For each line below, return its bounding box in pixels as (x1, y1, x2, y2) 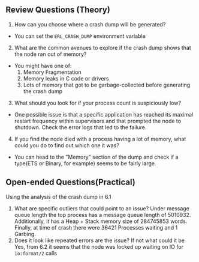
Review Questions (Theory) (5, 5, 110, 15)
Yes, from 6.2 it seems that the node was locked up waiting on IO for (14, 243, 184, 250)
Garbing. (14, 230, 37, 237)
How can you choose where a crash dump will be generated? (14, 20, 166, 28)
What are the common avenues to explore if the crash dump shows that (14, 44, 191, 51)
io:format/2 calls (14, 249, 58, 257)
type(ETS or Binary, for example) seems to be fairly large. (14, 159, 156, 167)
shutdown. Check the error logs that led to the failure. (14, 123, 147, 131)
